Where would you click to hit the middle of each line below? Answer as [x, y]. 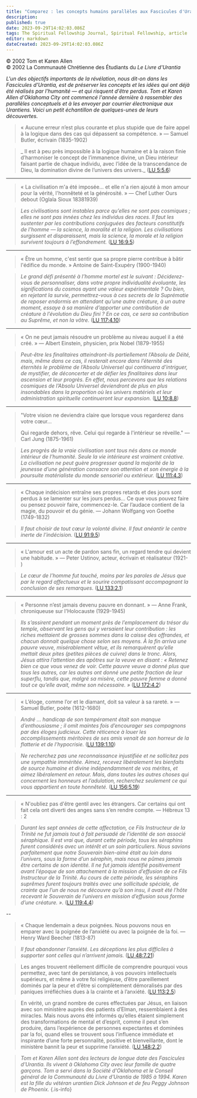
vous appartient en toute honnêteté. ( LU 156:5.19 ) [80, 787]
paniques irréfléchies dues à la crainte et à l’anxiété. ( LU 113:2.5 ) [98, 991]
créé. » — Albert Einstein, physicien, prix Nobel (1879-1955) [93, 343]
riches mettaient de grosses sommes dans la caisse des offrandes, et [105, 635]
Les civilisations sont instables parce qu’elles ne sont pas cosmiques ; [105, 210]
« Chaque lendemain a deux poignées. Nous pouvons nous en [96, 925]
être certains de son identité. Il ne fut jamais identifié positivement [100, 865]
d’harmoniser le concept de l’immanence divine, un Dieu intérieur [99, 157]
